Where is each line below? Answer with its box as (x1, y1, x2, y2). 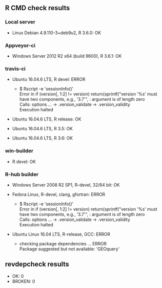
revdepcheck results (5, 260, 69, 268)
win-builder (5, 147, 34, 154)
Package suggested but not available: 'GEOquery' (19, 246, 120, 252)
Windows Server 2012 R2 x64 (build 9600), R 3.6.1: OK (12, 53, 122, 59)
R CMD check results (5, 4, 70, 12)
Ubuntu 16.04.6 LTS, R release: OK (12, 116, 81, 122)
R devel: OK (12, 159, 36, 165)
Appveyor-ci (5, 42, 36, 48)
